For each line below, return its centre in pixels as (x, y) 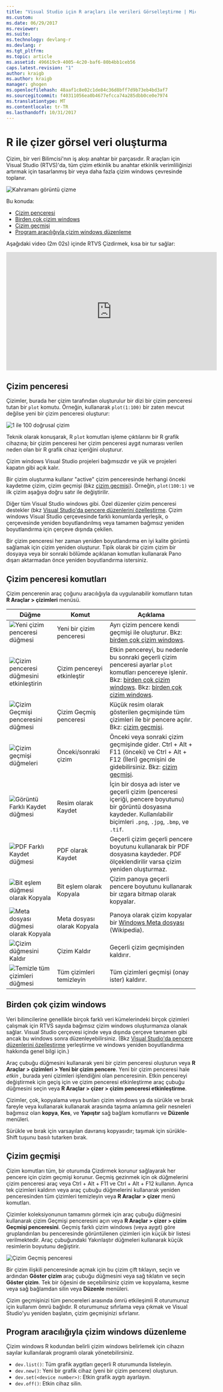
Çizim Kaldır (74, 951)
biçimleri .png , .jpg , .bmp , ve (149, 821)
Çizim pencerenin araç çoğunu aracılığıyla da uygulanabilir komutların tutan (99, 593)
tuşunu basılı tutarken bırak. (53, 1137)
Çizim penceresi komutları (57, 579)
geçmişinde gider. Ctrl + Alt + (151, 744)
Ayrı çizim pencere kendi (144, 625)
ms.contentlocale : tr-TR (37, 107)
